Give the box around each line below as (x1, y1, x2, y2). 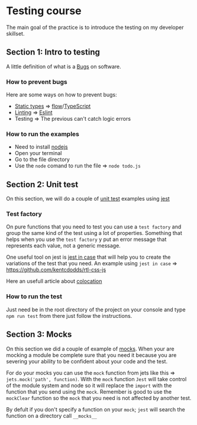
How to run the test (6, 292, 63, 301)
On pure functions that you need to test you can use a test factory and (6, 223, 182, 230)
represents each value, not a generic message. (6, 242, 121, 249)
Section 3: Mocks (6, 330, 72, 340)
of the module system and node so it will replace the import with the (6, 382, 172, 389)
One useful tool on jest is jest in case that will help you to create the (6, 253, 171, 261)
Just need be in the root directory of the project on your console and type (6, 306, 186, 313)
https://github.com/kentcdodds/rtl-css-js (6, 266, 106, 273)
